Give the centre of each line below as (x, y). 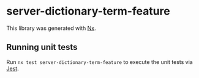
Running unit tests (42, 47)
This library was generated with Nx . (51, 28)
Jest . (13, 68)
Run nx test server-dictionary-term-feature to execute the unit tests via (99, 62)
